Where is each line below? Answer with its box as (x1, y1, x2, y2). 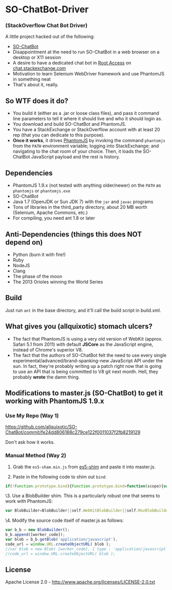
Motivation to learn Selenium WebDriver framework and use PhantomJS (12, 71, 165, 77)
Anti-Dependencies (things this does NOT (5, 230, 142, 239)
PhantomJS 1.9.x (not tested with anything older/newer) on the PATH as (12, 182, 161, 188)
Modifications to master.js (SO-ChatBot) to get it (5, 388, 163, 397)
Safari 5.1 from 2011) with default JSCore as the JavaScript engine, (12, 341, 154, 347)
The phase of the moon (12, 273, 62, 279)
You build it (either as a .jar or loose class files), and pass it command (12, 110, 160, 116)
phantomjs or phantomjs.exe (12, 188, 71, 194)
